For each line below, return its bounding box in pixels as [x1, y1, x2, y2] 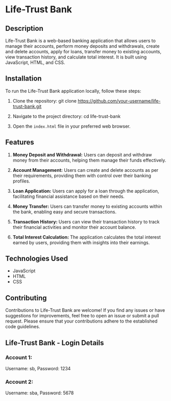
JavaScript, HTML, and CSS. [5, 59, 65, 65]
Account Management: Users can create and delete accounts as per [12, 167, 159, 173]
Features [5, 138, 34, 147]
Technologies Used [5, 254, 68, 263]
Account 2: [5, 378, 34, 385]
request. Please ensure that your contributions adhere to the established [5, 318, 158, 324]
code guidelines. [5, 324, 40, 330]
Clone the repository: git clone [12, 97, 77, 104]
